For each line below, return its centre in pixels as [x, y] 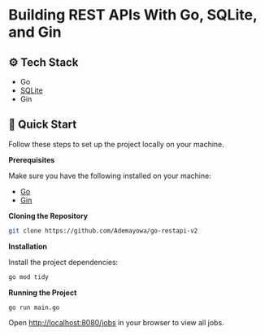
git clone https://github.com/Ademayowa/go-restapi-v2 [103, 231]
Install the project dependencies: [63, 262]
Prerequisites [32, 159]
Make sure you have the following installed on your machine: [110, 176]
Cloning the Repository [48, 215]
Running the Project [43, 292]
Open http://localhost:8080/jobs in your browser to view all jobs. [117, 323]
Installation [28, 246]
